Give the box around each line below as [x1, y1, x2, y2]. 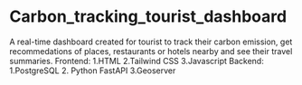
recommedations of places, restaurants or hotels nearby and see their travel [9, 45, 293, 56]
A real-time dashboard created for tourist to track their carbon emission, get [9, 36, 293, 47]
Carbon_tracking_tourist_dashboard [9, 6, 288, 27]
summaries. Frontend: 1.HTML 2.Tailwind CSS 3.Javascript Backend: [9, 55, 264, 66]
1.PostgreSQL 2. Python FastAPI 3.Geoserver [9, 65, 176, 76]
